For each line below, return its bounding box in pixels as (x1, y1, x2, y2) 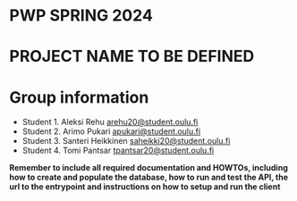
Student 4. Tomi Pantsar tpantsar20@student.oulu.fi (21, 145, 215, 156)
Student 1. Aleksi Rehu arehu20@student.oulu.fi (21, 117, 199, 128)
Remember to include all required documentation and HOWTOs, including (9, 163, 288, 173)
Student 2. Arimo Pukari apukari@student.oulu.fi (21, 126, 201, 137)
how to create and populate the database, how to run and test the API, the (9, 172, 289, 183)
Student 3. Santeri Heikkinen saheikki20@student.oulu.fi (21, 136, 231, 147)
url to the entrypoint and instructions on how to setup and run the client (9, 181, 281, 192)
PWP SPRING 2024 (9, 5, 154, 26)
